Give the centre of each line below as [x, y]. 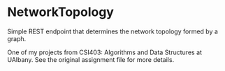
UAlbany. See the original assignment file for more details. [91, 59]
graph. [17, 38]
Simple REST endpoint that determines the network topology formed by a [113, 31]
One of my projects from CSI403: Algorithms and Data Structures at [105, 52]
